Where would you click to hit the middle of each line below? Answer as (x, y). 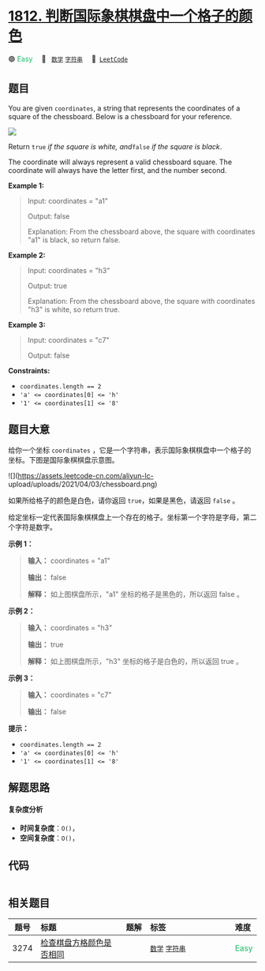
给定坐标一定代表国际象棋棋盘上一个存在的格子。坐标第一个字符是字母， (125, 517)
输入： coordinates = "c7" (69, 695)
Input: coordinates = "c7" (69, 339)
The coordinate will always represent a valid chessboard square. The (120, 162)
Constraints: (29, 370)
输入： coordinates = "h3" (70, 628)
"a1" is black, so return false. (74, 240)
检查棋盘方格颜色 (72, 943)
